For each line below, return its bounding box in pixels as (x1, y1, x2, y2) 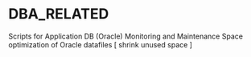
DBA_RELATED (8, 5, 109, 23)
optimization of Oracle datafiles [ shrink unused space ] (8, 39, 193, 49)
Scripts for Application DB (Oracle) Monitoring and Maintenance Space (8, 31, 244, 41)
